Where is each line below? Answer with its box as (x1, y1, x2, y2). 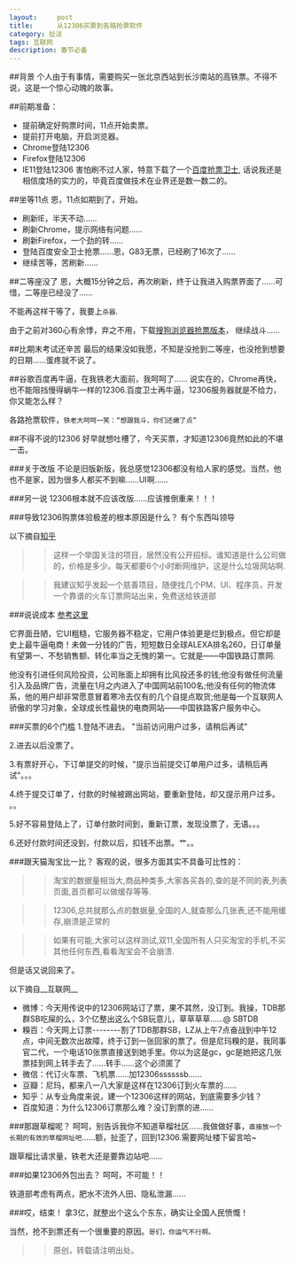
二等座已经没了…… (24, 287, 93, 298)
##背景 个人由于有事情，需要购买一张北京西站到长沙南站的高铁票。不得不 (9, 72, 277, 82)
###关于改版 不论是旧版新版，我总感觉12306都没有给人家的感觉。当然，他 (9, 463, 282, 474)
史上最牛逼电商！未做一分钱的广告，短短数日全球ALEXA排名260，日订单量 (9, 640, 282, 650)
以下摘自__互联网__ (9, 984, 78, 995)
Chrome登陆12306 (21, 143, 90, 153)
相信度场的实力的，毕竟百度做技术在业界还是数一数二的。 (21, 175, 232, 186)
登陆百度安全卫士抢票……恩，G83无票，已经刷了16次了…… (21, 246, 237, 257)
